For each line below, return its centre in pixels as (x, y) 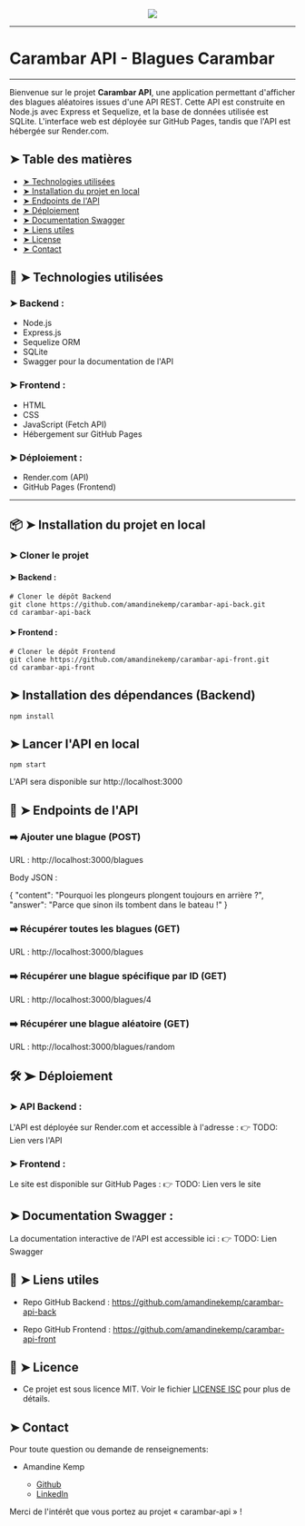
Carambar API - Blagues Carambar (142, 59)
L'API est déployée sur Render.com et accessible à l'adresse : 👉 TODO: (144, 1127)
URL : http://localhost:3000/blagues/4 (80, 999)
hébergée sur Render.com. (59, 131)
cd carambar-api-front (52, 668)
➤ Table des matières (71, 159)
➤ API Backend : (46, 1106)
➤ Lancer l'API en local (74, 743)
